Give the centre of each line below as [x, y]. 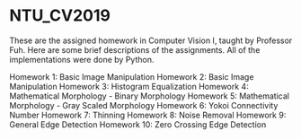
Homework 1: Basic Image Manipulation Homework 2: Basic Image [132, 76]
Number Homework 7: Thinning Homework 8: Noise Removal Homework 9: [148, 115]
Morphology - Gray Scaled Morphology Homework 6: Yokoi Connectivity [144, 105]
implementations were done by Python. [82, 59]
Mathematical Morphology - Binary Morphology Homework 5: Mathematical [150, 96]
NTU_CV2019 [60, 16]
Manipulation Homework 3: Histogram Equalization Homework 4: [129, 86]
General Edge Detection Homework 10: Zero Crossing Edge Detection [138, 124]
